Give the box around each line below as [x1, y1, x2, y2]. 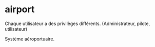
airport [5, 4, 35, 15]
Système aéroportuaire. [5, 36, 55, 42]
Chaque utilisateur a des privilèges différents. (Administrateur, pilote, [5, 20, 150, 27]
